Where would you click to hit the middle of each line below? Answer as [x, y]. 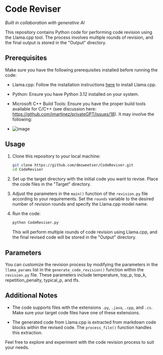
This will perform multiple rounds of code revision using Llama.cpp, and [85, 232]
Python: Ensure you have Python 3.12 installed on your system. [76, 94]
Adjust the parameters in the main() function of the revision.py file [80, 194]
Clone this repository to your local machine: [56, 156]
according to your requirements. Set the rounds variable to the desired [83, 199]
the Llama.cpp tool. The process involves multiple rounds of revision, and [79, 37]
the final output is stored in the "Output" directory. [56, 42]
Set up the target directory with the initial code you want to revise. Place [85, 179]
